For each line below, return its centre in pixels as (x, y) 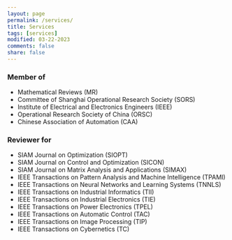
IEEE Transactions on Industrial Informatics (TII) (86, 192)
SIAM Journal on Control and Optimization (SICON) (91, 163)
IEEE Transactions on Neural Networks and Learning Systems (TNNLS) (119, 185)
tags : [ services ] (32, 33)
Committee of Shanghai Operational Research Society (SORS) (106, 100)
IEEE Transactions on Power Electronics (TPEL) (85, 207)
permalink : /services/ (40, 20)
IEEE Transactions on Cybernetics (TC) (73, 229)
